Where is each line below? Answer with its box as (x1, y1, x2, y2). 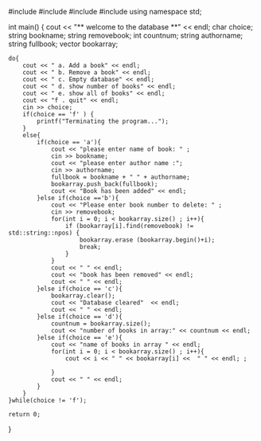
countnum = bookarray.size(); (50, 320, 151, 328)
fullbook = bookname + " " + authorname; (50, 173, 191, 181)
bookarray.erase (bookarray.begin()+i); (79, 236, 216, 244)
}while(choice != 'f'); (8, 396, 88, 404)
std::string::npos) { (8, 229, 80, 237)
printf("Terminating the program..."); (37, 117, 169, 125)
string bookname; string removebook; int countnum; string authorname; (8, 31, 243, 40)
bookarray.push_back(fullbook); (50, 180, 158, 188)
